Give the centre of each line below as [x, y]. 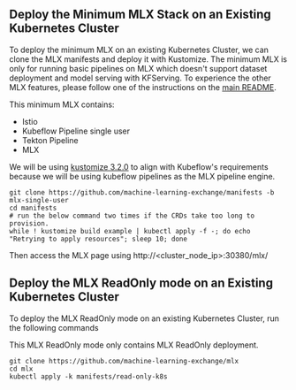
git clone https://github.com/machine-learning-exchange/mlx [124, 361]
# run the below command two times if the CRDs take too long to [132, 216]
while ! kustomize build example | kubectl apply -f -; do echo [130, 231]
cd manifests [33, 208]
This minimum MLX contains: [62, 104]
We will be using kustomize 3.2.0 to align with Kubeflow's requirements [139, 166]
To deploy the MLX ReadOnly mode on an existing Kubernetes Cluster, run [144, 318]
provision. [29, 223]
